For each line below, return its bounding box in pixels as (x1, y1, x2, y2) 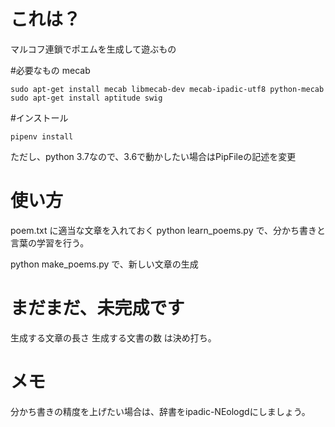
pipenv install (10, 131, 74, 142)
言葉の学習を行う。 (10, 236, 90, 249)
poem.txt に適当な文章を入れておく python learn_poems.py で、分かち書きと (10, 224, 326, 236)
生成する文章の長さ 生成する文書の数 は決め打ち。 (10, 331, 217, 344)
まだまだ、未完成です (10, 297, 185, 320)
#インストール (10, 111, 69, 124)
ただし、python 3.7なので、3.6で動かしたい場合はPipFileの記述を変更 (10, 150, 297, 162)
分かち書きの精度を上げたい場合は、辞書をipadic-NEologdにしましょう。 (10, 405, 311, 417)
